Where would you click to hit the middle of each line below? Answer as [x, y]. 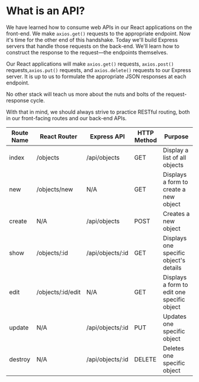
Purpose [176, 136]
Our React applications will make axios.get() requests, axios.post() [90, 64]
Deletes [174, 348]
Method [145, 140]
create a [174, 189]
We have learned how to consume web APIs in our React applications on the [99, 27]
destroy [20, 359]
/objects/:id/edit [59, 292]
